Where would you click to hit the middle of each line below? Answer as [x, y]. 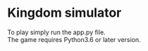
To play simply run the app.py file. [56, 32]
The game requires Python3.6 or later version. [74, 39]
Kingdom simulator [64, 13]
